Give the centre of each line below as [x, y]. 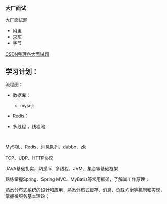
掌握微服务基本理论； [27, 196]
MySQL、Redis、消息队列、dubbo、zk [46, 147]
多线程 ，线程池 [29, 127]
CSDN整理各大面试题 [27, 54]
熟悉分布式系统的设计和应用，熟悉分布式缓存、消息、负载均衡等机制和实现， [85, 190]
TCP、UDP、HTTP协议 [29, 158]
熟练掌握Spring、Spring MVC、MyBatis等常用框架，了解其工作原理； [77, 179]
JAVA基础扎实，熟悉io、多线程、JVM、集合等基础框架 [62, 169]
